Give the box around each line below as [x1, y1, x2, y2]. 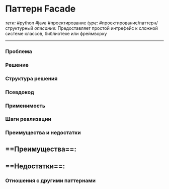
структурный [5, 25, 34, 31]
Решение [5, 61, 29, 68]
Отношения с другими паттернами [5, 177, 96, 184]
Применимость [5, 102, 46, 109]
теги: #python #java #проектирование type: [5, 20, 98, 26]
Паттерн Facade [5, 3, 76, 15]
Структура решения [5, 75, 58, 82]
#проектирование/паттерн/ [99, 20, 158, 26]
